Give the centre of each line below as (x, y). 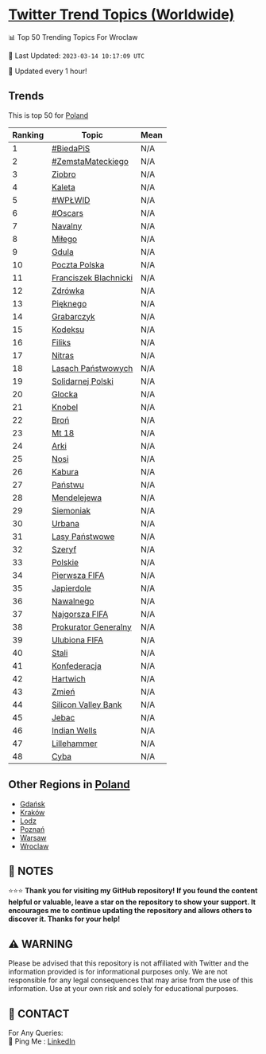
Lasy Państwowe (83, 537)
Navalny (67, 226)
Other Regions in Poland (69, 785)
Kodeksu (68, 330)
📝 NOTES (31, 871)
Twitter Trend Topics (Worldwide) (121, 15)
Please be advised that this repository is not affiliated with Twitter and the (128, 963)
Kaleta (63, 187)
